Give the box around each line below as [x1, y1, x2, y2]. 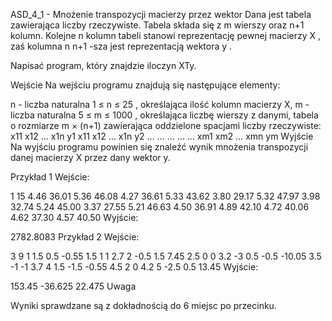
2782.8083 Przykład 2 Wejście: [10, 231, 140, 243]
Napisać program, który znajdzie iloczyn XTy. [10, 60, 197, 71]
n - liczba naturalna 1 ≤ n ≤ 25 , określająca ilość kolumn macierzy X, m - [10, 99, 310, 110]
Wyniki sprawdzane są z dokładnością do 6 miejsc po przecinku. [10, 300, 277, 311]
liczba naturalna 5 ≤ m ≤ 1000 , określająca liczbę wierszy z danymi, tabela [10, 109, 319, 121]
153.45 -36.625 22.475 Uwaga [10, 280, 137, 292]
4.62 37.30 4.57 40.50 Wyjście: [10, 212, 139, 223]
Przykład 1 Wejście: [10, 171, 90, 183]
